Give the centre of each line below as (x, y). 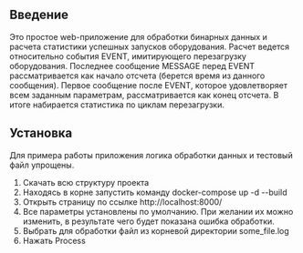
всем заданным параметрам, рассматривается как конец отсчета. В (144, 95)
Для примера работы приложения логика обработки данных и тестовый (151, 155)
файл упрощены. (42, 165)
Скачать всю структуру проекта (86, 182)
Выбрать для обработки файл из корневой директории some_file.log (156, 230)
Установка (41, 133)
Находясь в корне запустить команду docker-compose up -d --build (155, 192)
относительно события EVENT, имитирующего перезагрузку (128, 56)
